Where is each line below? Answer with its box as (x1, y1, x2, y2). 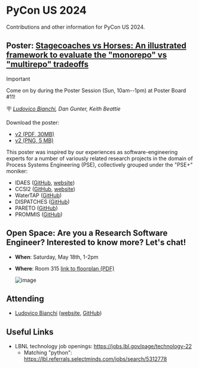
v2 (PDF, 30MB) (14, 130, 55, 137)
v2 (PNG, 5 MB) (14, 137, 54, 144)
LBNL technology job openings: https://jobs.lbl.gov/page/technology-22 (14, 343, 192, 350)
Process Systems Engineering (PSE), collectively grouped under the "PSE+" (6, 161, 193, 168)
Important (6, 75, 30, 82)
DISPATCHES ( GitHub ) (14, 198, 70, 205)
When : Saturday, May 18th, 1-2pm (14, 253, 99, 260)
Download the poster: (6, 119, 60, 126)
